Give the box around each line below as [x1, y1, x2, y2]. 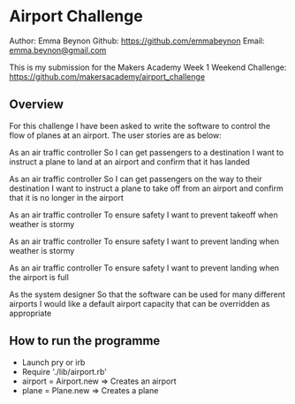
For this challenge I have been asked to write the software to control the [9, 120, 271, 131]
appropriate [9, 308, 52, 318]
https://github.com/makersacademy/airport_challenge [9, 71, 206, 81]
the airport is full [9, 271, 69, 282]
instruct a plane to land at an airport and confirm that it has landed [9, 156, 250, 167]
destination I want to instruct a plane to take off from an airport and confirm [9, 183, 284, 194]
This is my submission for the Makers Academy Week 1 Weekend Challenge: [9, 62, 287, 72]
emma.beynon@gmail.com [9, 44, 107, 55]
